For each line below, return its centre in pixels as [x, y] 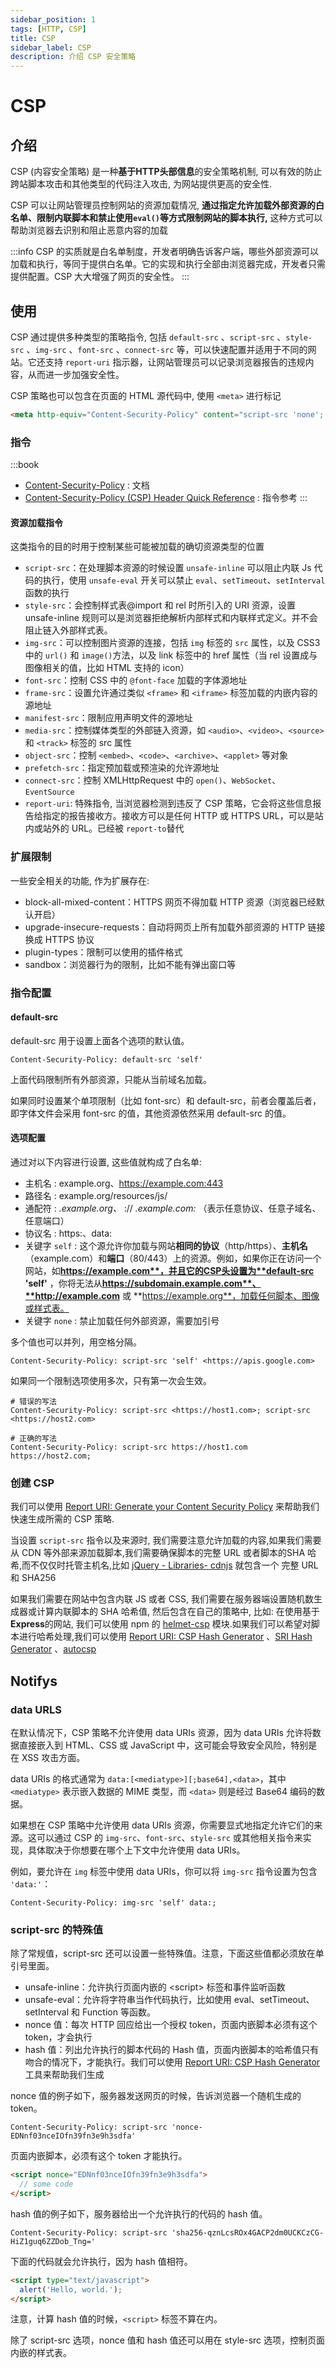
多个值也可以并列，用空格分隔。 [76, 1342]
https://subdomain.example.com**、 [181, 1283]
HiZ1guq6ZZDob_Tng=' [53, 2241]
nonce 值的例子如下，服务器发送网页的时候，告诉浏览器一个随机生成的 [156, 2096]
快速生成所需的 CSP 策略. [62, 1519]
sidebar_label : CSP [51, 47]
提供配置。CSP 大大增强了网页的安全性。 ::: [100, 277]
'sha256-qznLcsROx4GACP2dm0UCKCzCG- [248, 2232]
